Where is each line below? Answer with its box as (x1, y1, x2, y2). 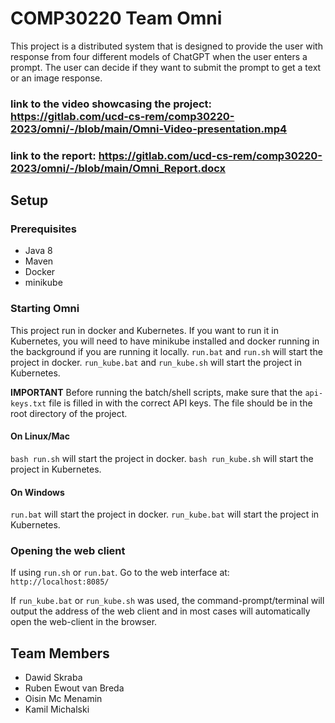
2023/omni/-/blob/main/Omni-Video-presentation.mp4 (10, 122, 288, 136)
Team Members (10, 645, 110, 662)
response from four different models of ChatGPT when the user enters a (10, 50, 308, 62)
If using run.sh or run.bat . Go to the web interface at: (10, 567, 230, 579)
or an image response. (10, 72, 103, 84)
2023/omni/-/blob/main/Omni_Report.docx (10, 161, 227, 175)
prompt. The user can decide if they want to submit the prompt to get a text (10, 61, 322, 73)
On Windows (10, 486, 65, 498)
